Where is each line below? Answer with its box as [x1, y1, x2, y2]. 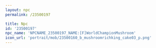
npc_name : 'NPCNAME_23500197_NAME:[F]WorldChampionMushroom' [5, 31, 136, 36]
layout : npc [5, 7, 30, 13]
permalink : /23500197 [5, 12, 51, 17]
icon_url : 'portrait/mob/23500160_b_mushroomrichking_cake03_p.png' [5, 35, 152, 40]
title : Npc [5, 21, 28, 26]
